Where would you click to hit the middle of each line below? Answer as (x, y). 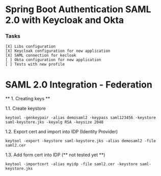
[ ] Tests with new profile (35, 65)
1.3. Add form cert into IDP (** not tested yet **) (55, 155)
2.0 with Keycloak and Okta (65, 20)
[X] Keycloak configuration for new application (58, 51)
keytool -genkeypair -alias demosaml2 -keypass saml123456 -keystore (81, 118)
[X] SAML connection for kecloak (41, 55)
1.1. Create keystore (25, 108)
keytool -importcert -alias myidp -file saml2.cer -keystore (72, 164)
